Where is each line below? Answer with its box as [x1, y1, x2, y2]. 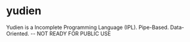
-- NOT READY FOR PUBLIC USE [30, 30, 111, 37]
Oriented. [6, 30, 30, 37]
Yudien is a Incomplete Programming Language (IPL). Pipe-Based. [6, 24, 169, 31]
